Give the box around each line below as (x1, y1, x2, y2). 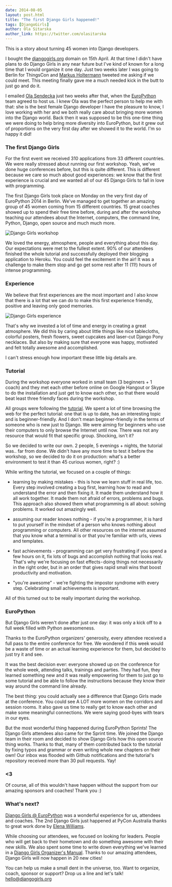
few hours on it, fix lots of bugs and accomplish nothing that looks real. (12, 553, 163, 559)
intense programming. (5, 267, 52, 273)
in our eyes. (5, 715, 30, 721)
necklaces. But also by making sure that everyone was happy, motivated (5, 339, 158, 345)
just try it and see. (5, 651, 44, 658)
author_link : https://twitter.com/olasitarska (5, 31, 106, 36)
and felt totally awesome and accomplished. (5, 344, 99, 350)
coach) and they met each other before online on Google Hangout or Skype (5, 384, 165, 391)
